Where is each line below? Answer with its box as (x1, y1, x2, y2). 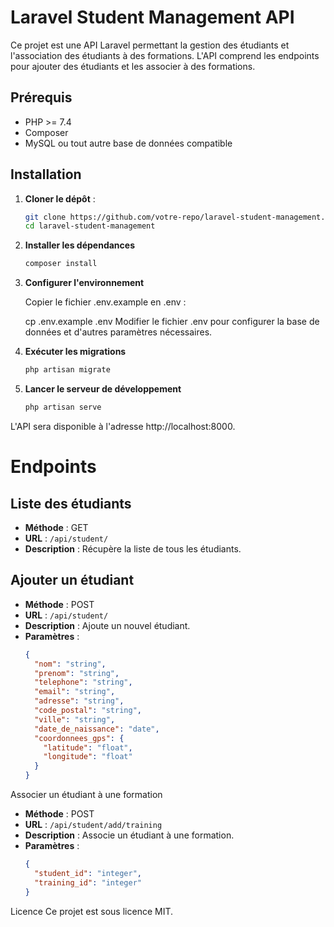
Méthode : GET (24, 521, 89, 533)
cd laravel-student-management (24, 221, 156, 231)
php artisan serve (24, 402, 102, 413)
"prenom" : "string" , (34, 668, 120, 678)
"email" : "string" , (34, 687, 116, 697)
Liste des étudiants (10, 495, 132, 512)
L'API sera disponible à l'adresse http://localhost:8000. (10, 420, 236, 432)
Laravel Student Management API (10, 6, 295, 29)
